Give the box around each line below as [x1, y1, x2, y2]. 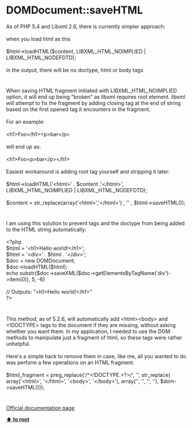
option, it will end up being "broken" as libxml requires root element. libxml [6, 93, 186, 100]
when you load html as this [6, 35, 71, 42]
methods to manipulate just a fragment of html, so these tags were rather [6, 334, 183, 341]
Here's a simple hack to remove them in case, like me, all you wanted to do [6, 352, 187, 359]
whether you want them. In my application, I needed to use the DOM [6, 328, 171, 335]
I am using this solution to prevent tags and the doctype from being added [6, 220, 185, 227]
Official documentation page [6, 404, 75, 411]
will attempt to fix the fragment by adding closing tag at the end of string [6, 100, 181, 107]
